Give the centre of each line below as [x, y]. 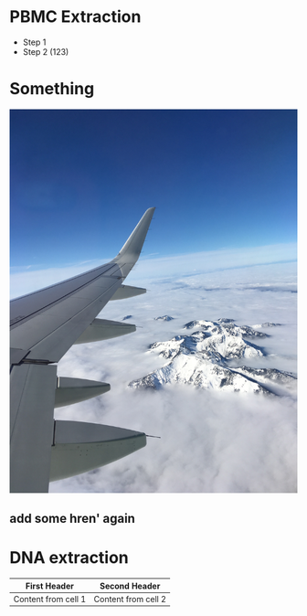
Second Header [130, 586]
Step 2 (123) [46, 51]
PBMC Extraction [75, 17]
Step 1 [34, 42]
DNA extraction [69, 558]
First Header [50, 586]
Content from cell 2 [130, 599]
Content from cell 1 [50, 599]
